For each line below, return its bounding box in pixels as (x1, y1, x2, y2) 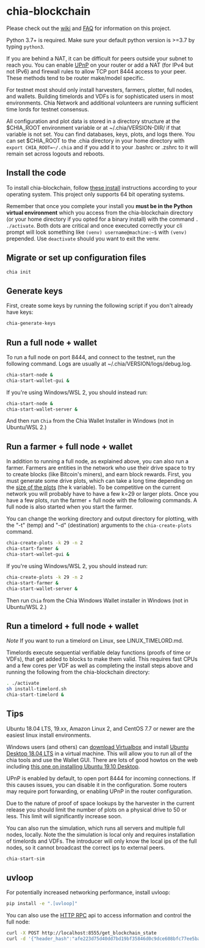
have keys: (6, 308, 34, 316)
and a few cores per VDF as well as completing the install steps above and (6, 662, 193, 670)
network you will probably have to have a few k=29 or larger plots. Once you (6, 490, 199, 498)
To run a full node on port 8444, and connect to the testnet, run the (6, 353, 176, 360)
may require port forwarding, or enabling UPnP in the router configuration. (6, 788, 193, 795)
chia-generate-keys (6, 320, 56, 327)
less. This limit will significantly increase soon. (6, 812, 123, 819)
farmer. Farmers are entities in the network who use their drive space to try (6, 464, 195, 472)
